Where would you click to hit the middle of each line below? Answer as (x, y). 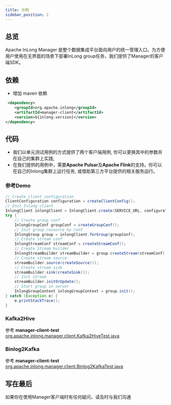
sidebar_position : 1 (27, 15)
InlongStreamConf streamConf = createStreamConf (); (70, 244)
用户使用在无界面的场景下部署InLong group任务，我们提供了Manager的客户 (84, 56)
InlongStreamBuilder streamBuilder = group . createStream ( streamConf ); (91, 253)
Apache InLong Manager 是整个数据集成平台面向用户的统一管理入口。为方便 (85, 50)
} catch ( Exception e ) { (32, 296)
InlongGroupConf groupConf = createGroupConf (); (67, 225)
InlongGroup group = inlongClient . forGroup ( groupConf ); (75, 235)
